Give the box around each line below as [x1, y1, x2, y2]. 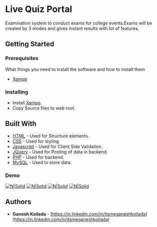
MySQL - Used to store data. [12, 159, 71, 165]
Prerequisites [5, 55, 38, 62]
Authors [5, 197, 31, 206]
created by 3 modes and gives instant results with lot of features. [5, 25, 139, 31]
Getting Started [5, 40, 54, 48]
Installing [5, 88, 28, 95]
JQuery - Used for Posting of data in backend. [12, 148, 108, 154]
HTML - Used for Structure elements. [12, 132, 89, 138]
